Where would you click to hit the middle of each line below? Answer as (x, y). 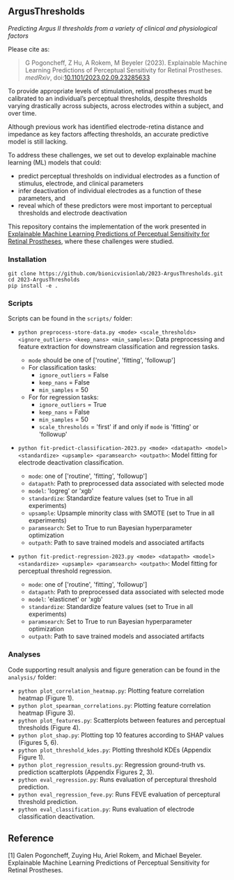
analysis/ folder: (32, 677)
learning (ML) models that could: (55, 162)
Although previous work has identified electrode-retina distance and (106, 126)
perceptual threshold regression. (65, 571)
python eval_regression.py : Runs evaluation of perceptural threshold (117, 779)
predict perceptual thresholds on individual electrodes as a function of (119, 176)
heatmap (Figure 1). (46, 698)
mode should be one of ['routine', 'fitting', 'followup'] (102, 360)
